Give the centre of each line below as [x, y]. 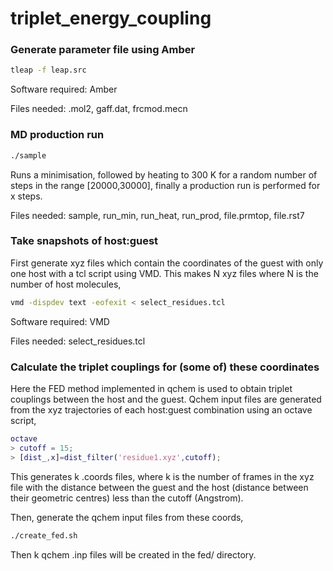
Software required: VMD [60, 321]
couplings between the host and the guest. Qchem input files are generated [166, 399]
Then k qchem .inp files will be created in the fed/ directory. [133, 554]
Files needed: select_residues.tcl [78, 341]
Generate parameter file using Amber [103, 50]
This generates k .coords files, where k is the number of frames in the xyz [162, 476]
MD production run [57, 135]
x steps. [26, 196]
